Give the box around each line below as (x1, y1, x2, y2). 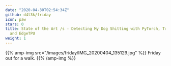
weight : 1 (5, 36, 26, 41)
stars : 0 (5, 21, 24, 27)
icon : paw (5, 17, 26, 22)
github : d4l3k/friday (5, 12, 51, 17)
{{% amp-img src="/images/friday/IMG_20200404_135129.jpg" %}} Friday (5, 49, 161, 56)
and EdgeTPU (10, 31, 36, 36)
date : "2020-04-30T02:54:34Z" (5, 7, 70, 13)
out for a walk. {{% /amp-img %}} (5, 55, 76, 61)
